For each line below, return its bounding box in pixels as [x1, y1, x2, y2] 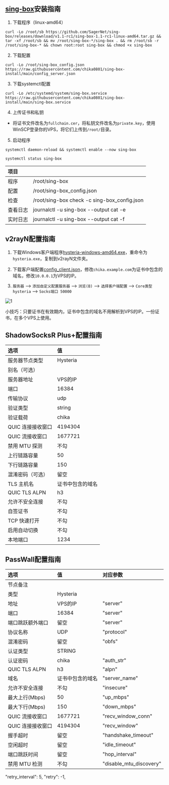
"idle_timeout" [102, 741, 136, 749]
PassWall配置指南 [5, 555, 62, 564]
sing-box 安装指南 [5, 5, 61, 14]
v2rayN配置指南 [5, 235, 55, 243]
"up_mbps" [102, 694, 130, 701]
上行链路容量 [8, 452, 39, 459]
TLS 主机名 [8, 480, 34, 488]
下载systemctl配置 [12, 81, 51, 87]
